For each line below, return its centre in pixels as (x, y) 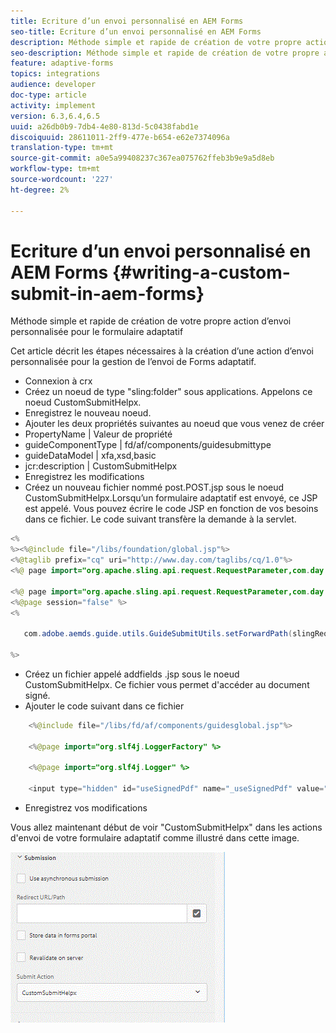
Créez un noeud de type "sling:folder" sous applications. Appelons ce (168, 392)
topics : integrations (55, 74)
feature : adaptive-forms (62, 63)
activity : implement (53, 105)
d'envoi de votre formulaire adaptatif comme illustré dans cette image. (155, 838)
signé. (37, 695)
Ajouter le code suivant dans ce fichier (104, 706)
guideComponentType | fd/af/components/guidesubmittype (148, 445)
